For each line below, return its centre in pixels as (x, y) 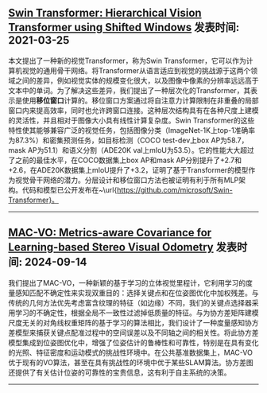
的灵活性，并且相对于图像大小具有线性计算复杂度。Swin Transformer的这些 (132, 120)
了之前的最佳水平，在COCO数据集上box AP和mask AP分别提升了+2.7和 (125, 160)
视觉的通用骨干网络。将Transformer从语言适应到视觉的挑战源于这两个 (136, 70)
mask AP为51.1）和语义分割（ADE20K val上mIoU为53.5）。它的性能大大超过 (131, 150)
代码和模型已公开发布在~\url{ (70, 189)
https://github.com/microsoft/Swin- (174, 189)
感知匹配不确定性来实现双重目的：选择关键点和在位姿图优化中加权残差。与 (137, 293)
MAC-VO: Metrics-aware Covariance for (110, 233)
